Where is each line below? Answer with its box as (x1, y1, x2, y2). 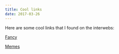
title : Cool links (5, 7, 42, 12)
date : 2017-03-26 (5, 12, 40, 16)
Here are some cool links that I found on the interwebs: (5, 25, 115, 30)
